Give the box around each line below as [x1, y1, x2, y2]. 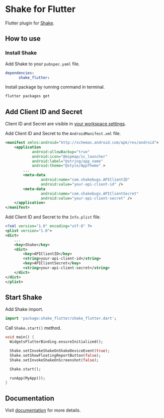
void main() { [5, 335, 35, 340]
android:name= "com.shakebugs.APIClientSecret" [40, 191, 139, 196]
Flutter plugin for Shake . [5, 20, 55, 26]
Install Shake [5, 49, 37, 56]
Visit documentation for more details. [5, 408, 81, 414]
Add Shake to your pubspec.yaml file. [5, 61, 80, 67]
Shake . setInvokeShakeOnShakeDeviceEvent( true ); [9, 348, 110, 353]
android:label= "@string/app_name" [31, 159, 103, 164]
